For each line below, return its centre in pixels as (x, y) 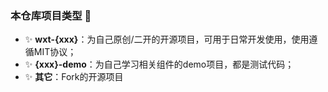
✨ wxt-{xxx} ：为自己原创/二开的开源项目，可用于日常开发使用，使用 (167, 39)
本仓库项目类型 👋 (51, 15)
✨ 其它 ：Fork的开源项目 (74, 77)
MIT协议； (55, 52)
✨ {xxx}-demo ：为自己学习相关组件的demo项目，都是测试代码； (159, 64)
